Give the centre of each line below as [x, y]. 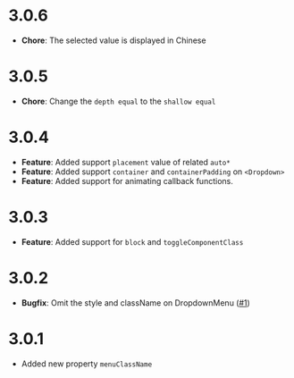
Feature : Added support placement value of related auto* [126, 162]
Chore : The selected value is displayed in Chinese [113, 40]
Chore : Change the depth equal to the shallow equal [118, 101]
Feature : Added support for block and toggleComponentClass [132, 241]
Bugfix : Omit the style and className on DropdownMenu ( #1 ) [136, 302]
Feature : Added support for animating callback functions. [127, 181]
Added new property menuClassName [87, 364]
